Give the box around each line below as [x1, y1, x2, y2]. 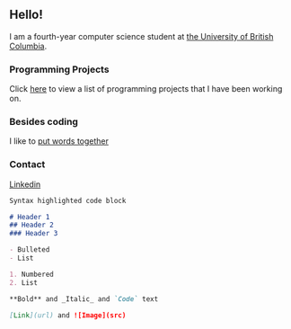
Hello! [9, 7, 43, 22]
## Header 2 [9, 220, 54, 230]
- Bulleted [9, 245, 50, 254]
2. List [9, 278, 39, 287]
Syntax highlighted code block [9, 196, 127, 205]
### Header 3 [9, 229, 58, 238]
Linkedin [9, 179, 41, 190]
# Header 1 [9, 212, 50, 221]
